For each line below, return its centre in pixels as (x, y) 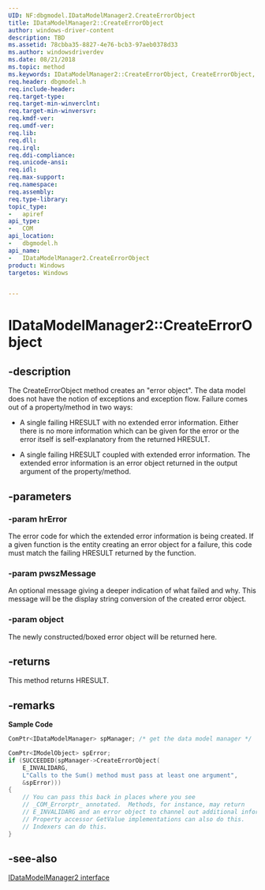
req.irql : (24, 148)
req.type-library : (38, 199)
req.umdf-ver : (32, 126)
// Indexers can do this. (65, 827)
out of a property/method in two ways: (71, 407)
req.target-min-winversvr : (52, 111)
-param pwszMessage (52, 573)
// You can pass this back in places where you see (109, 798)
